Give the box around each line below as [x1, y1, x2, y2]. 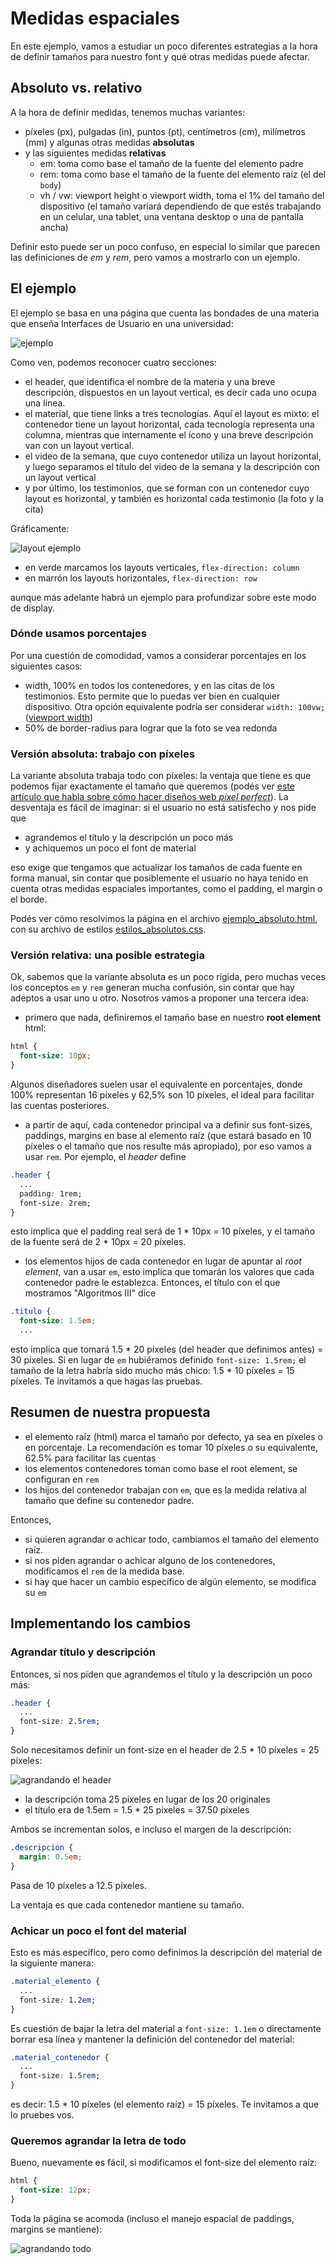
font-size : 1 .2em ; [19, 1995, 97, 2005]
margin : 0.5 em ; [19, 1852, 83, 1862]
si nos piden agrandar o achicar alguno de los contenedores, [24, 1554, 276, 1566]
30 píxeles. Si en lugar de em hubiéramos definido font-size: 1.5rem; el [10, 1354, 307, 1366]
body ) [39, 178, 62, 191]
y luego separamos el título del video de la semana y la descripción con [24, 460, 320, 472]
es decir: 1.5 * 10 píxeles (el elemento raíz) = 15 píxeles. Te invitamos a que [10, 2098, 319, 2110]
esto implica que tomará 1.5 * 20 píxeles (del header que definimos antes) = [10, 1343, 324, 1356]
